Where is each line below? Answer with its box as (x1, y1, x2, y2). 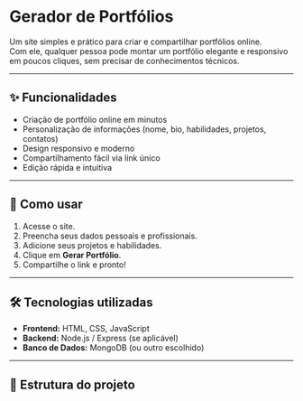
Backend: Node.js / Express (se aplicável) (22, 332, 179, 344)
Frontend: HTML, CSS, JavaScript (22, 323, 151, 334)
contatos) (22, 133, 59, 144)
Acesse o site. (22, 220, 76, 231)
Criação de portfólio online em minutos (22, 114, 168, 125)
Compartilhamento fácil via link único (22, 152, 161, 163)
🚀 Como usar (9, 197, 83, 212)
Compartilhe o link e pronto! (22, 259, 126, 270)
